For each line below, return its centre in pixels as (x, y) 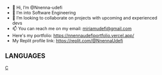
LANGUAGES (25, 56)
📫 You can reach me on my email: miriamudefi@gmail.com (72, 28)
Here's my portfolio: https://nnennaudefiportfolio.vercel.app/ (73, 36)
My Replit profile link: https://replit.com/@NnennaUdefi (68, 41)
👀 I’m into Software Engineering (44, 13)
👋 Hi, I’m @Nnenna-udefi (37, 8)
